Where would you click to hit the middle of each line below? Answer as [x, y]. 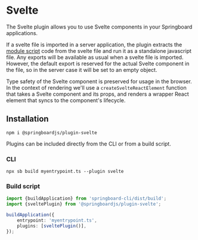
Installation [27, 119]
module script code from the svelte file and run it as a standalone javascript [99, 50]
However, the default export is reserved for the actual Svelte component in [98, 64]
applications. [22, 33]
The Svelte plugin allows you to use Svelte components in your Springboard [99, 27]
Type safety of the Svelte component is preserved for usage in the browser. [99, 81]
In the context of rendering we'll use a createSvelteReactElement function [96, 87]
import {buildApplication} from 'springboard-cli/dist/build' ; [86, 199]
